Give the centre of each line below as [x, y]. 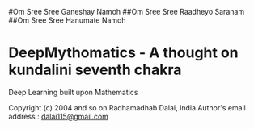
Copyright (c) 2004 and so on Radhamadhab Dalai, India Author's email [127, 107]
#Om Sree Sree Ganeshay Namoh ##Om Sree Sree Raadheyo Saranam [127, 12]
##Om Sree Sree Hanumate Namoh [68, 20]
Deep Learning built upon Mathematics [73, 92]
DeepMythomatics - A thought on [123, 53]
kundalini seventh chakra [95, 70]
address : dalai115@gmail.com [59, 116]
